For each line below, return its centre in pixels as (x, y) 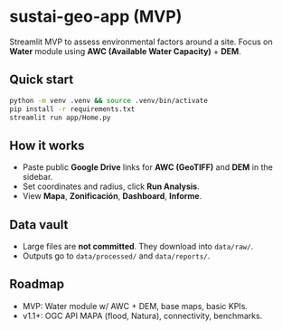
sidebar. (38, 177)
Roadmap (37, 284)
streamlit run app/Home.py (60, 118)
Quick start (42, 80)
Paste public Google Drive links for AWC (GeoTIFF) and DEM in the (147, 167)
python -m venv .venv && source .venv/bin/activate (108, 100)
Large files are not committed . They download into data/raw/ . (138, 246)
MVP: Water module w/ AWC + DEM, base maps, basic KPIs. (135, 306)
